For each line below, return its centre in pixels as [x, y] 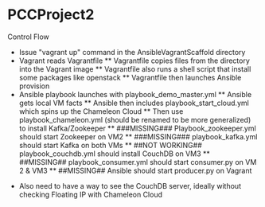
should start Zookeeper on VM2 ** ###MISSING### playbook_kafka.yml [138, 136]
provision [34, 86]
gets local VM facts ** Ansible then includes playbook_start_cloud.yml [134, 103]
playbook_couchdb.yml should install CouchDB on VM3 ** [114, 154]
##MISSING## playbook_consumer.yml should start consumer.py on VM [138, 162]
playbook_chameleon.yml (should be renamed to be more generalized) [135, 119]
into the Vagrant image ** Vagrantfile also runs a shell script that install [135, 68]
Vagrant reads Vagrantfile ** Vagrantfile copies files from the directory [134, 61]
